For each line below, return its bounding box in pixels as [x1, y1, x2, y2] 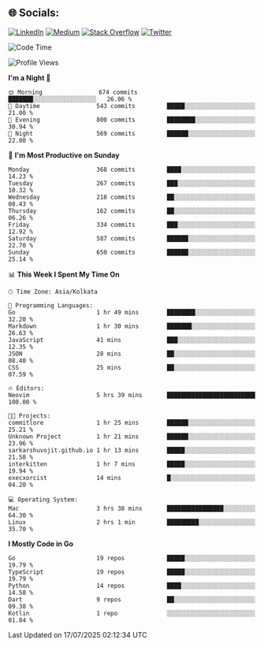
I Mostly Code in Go [8, 539, 73, 548]
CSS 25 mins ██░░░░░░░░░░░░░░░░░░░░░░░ [8, 363, 256, 371]
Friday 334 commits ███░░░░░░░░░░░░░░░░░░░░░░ [8, 221, 256, 229]
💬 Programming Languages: [8, 301, 93, 310]
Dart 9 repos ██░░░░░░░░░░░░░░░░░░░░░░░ [8, 595, 256, 604]
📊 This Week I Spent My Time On [8, 270, 120, 279]
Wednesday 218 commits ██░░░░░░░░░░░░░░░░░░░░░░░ [8, 193, 256, 201]
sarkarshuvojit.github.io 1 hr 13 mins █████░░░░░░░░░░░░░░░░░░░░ [8, 446, 256, 454]
